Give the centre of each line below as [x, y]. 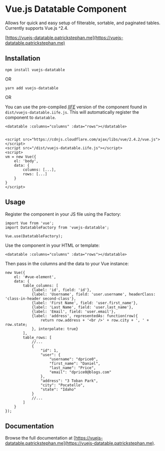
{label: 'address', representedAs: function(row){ [85, 316]
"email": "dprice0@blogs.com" [80, 372]
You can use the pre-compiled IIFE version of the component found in [76, 107]
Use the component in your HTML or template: [52, 245]
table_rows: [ [37, 337]
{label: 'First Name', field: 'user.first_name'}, [85, 303]
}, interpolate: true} [55, 329]
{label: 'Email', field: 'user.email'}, [74, 312]
